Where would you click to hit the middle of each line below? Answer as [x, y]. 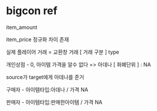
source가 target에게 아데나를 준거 [45, 77]
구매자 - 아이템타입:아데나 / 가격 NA [47, 89]
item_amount [22, 27]
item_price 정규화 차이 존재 [38, 39]
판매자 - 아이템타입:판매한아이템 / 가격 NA [54, 102]
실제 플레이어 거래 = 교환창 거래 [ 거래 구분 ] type [63, 52]
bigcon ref [32, 11]
